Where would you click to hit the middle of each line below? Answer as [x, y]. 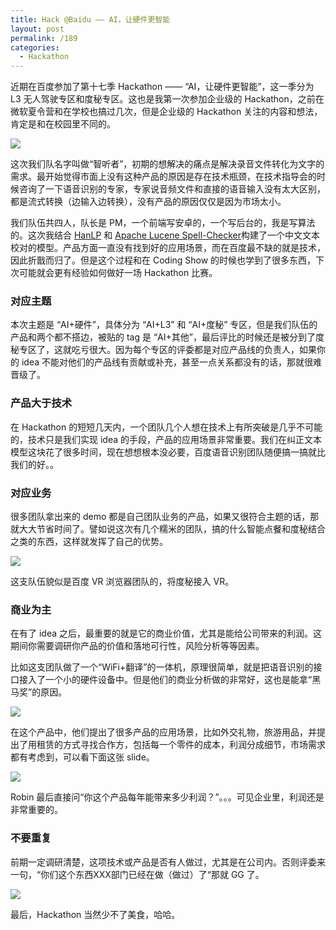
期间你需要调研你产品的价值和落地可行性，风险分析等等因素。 [137, 646]
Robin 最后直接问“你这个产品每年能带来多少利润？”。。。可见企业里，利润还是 [167, 797]
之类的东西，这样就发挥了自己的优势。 [89, 542]
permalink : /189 [44, 38]
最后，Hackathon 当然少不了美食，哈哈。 [95, 914]
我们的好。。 [34, 464]
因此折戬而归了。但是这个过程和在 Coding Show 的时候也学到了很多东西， [163, 260]
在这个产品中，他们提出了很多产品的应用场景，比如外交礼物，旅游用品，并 [163, 732]
